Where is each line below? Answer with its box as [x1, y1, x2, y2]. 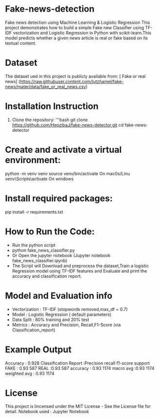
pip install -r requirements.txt [5, 209, 63, 215]
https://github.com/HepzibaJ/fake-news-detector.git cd [12, 122, 124, 128]
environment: [5, 155, 61, 165]
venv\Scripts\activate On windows [5, 176, 74, 182]
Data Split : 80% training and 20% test [12, 316, 89, 322]
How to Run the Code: [5, 226, 95, 237]
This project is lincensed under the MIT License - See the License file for [5, 403, 151, 409]
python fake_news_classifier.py [12, 247, 75, 253]
